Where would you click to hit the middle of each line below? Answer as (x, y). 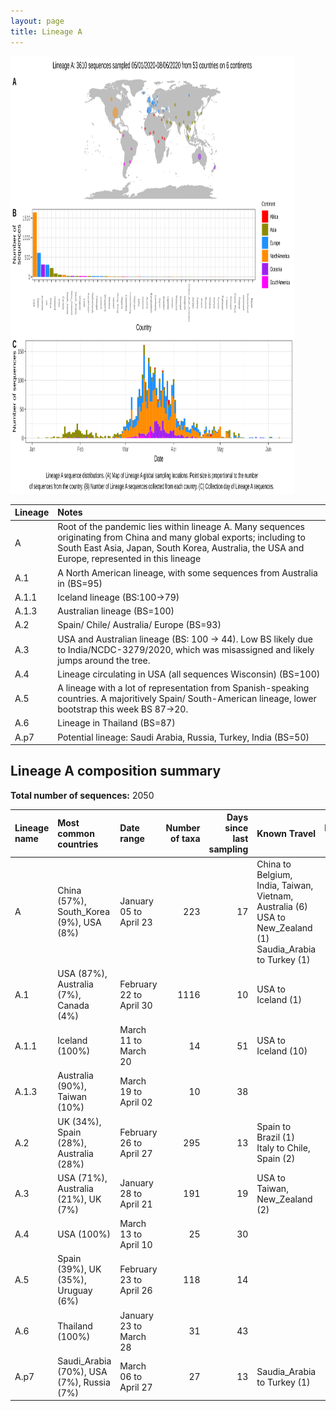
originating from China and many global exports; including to (181, 537)
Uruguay (75, 1291)
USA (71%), (82, 1177)
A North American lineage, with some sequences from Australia (187, 572)
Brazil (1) (275, 1137)
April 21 (136, 1204)
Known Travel (286, 833)
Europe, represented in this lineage (129, 559)
